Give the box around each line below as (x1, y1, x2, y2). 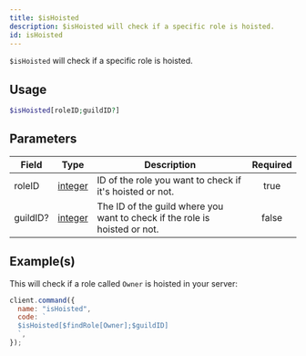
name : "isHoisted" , (17, 304, 92, 313)
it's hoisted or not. (97, 184, 175, 197)
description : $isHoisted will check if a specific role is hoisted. (9, 22, 275, 31)
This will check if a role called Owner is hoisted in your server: (9, 277, 239, 288)
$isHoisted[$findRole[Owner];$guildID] (17, 321, 169, 330)
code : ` (17, 312, 47, 322)
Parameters (9, 131, 77, 147)
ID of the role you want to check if (97, 173, 241, 186)
